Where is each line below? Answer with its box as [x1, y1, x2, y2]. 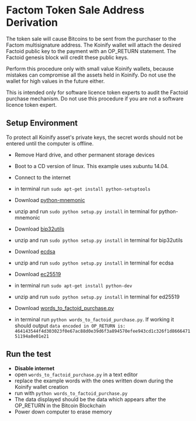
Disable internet [14, 364, 54, 371]
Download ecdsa [14, 248, 56, 255]
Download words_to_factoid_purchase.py [14, 304, 114, 311]
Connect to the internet [14, 173, 71, 181]
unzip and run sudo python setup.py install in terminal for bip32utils [14, 236, 183, 243]
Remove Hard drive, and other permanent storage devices [14, 151, 155, 158]
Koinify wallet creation [14, 383, 68, 390]
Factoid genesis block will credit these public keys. [6, 54, 129, 61]
